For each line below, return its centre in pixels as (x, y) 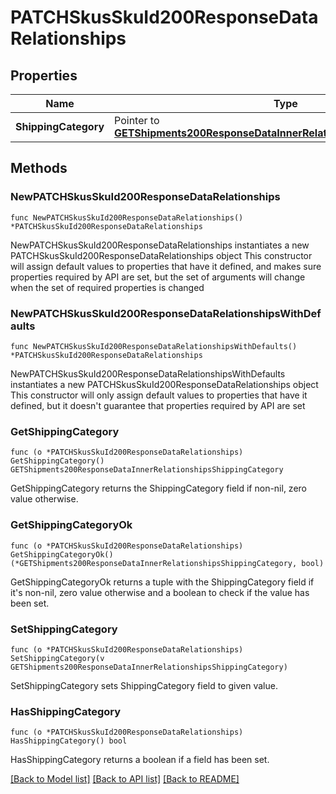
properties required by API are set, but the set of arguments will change (158, 277)
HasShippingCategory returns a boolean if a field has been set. (140, 760)
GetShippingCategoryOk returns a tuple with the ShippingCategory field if (162, 582)
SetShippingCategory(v (57, 658)
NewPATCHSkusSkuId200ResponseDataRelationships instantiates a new (160, 245)
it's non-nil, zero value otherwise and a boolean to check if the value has (160, 592)
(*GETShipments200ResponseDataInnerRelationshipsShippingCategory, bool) (167, 563)
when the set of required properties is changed (107, 287)
